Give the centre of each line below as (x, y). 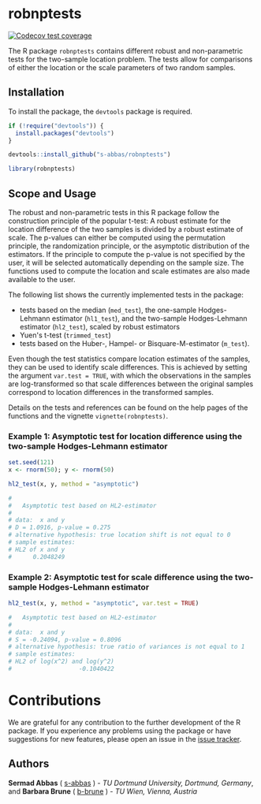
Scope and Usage (52, 194)
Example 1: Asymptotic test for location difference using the (125, 436)
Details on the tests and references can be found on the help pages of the (128, 408)
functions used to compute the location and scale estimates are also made (129, 271)
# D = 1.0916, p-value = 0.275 (60, 528)
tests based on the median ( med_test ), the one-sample (108, 310)
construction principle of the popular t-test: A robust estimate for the (119, 221)
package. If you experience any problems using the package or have (119, 731)
